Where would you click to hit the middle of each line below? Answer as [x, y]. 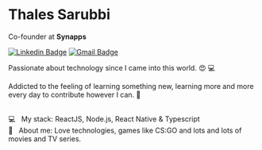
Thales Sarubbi [60, 15]
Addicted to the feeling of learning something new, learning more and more [131, 86]
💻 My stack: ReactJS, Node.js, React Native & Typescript [104, 119]
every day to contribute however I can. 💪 [75, 94]
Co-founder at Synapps [48, 37]
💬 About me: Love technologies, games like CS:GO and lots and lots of [125, 130]
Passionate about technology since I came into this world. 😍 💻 [112, 67]
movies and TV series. [45, 138]
